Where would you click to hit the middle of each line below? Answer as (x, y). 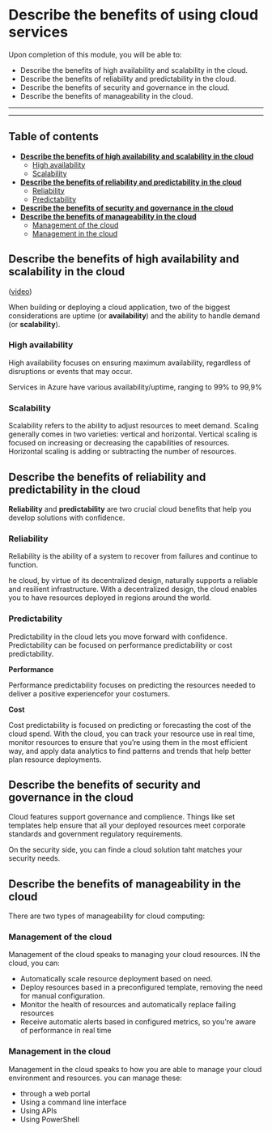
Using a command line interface (73, 1102)
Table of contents (53, 136)
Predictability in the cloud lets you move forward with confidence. (118, 636)
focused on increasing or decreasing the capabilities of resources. (119, 443)
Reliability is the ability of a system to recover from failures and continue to (133, 556)
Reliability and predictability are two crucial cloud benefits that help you (130, 509)
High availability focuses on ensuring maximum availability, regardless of (130, 363)
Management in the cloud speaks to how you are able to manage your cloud (135, 1069)
